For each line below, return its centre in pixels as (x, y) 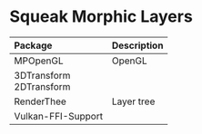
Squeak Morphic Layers (101, 17)
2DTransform (42, 86)
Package (33, 45)
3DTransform (42, 75)
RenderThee (40, 101)
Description (137, 45)
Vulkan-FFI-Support (58, 116)
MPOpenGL (39, 61)
